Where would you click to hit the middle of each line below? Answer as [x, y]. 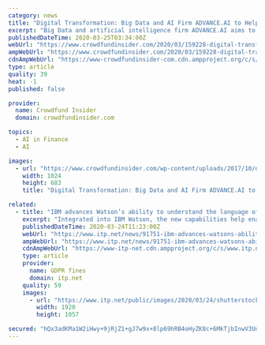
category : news [33, 15]
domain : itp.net [56, 278]
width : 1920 [56, 307]
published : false [37, 89]
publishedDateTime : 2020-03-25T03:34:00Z [77, 37]
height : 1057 [58, 315]
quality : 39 [28, 74]
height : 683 [42, 183]
